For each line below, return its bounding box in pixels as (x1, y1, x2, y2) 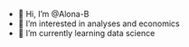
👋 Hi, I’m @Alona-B (17, 9, 90, 19)
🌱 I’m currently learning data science (17, 28, 156, 38)
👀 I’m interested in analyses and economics (17, 18, 180, 29)
